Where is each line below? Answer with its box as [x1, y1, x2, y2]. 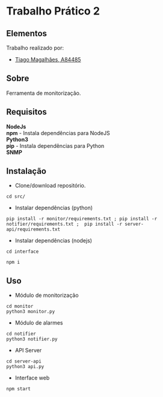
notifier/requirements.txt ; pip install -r [6, 221, 122, 227]
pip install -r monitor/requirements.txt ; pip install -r [6, 216, 158, 222]
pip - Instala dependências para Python [6, 142, 105, 149]
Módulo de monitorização [14, 291, 79, 299]
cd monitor [6, 303, 34, 310]
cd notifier [6, 331, 36, 337]
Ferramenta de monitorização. [6, 89, 81, 97]
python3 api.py [6, 364, 45, 370]
